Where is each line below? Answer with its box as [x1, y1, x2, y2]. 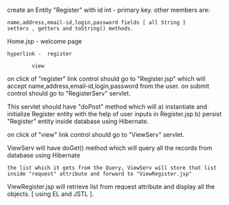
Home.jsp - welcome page [7, 37, 83, 45]
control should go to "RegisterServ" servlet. [7, 89, 131, 97]
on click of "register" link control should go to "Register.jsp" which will [7, 75, 206, 83]
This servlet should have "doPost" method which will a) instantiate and [7, 102, 208, 111]
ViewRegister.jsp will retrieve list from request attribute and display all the [7, 182, 215, 191]
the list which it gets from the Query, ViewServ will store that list [7, 164, 217, 171]
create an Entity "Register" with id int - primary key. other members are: [7, 6, 210, 14]
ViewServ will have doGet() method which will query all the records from [7, 144, 212, 152]
